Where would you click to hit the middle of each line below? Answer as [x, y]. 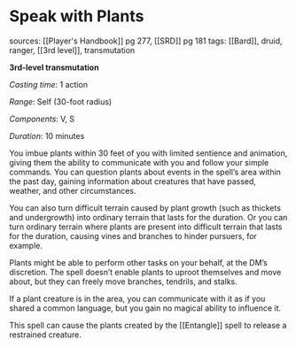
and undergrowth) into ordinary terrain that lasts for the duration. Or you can [148, 217]
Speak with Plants [77, 16]
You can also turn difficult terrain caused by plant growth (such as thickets [145, 208]
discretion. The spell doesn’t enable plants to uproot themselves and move [145, 272]
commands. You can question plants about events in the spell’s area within [145, 172]
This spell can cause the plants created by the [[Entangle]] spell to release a [148, 325]
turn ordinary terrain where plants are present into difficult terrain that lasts [146, 227]
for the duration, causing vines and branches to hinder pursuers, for [133, 235]
